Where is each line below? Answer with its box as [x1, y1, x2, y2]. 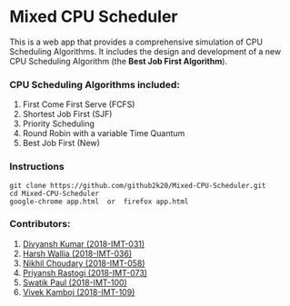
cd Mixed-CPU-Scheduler [9, 189, 100, 198]
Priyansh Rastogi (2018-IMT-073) [22, 267, 148, 278]
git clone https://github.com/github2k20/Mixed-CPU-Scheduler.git [9, 181, 266, 190]
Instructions [9, 161, 65, 173]
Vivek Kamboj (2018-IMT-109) [22, 286, 135, 297]
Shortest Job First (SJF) [22, 109, 113, 120]
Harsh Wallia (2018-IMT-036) [22, 248, 133, 259]
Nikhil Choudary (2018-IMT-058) [22, 257, 145, 269]
